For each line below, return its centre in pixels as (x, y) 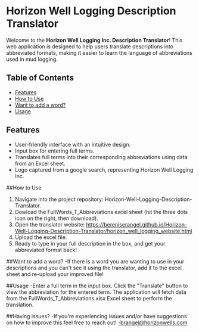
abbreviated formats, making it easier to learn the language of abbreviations (99, 52)
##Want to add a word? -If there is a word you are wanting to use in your (95, 261)
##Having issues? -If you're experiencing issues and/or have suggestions (97, 316)
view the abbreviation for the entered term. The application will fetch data (96, 292)
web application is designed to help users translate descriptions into (90, 46)
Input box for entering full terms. (55, 151)
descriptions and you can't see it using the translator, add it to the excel (94, 268)
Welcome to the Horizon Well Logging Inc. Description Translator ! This (94, 40)
